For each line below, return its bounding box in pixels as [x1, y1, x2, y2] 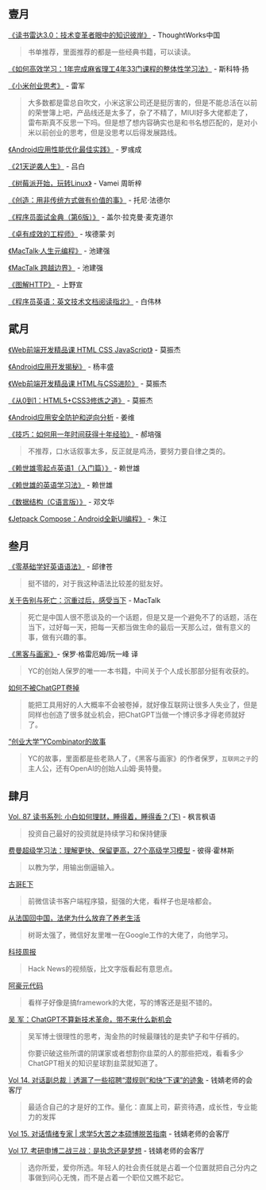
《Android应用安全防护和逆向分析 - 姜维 [8, 412, 135, 422]
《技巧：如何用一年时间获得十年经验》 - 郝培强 [8, 429, 162, 439]
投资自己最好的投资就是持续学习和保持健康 [27, 829, 168, 838]
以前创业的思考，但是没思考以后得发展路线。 [34, 127, 181, 137]
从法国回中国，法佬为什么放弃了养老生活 [8, 913, 141, 923]
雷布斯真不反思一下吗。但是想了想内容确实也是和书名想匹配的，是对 [27, 118, 251, 127]
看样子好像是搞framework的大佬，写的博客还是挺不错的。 [27, 997, 217, 1008]
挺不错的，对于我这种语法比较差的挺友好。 [27, 579, 168, 589]
